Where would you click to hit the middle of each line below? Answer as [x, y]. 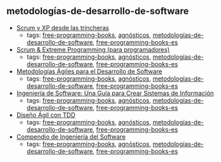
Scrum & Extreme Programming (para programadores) [93, 49]
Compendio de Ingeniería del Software [71, 137]
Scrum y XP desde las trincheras [62, 27]
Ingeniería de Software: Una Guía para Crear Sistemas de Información [115, 93]
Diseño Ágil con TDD [46, 115]
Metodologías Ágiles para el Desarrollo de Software [89, 71]
